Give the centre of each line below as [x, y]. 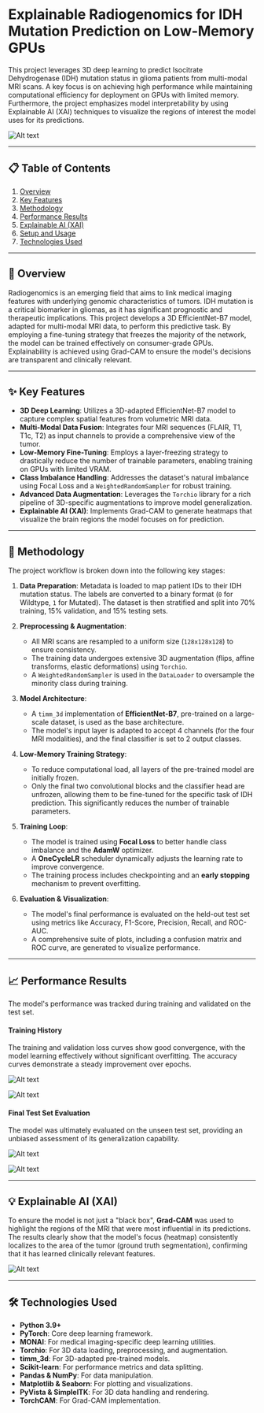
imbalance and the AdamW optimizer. [92, 850]
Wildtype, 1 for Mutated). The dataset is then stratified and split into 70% [137, 603]
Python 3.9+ [40, 1326]
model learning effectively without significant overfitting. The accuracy [123, 1056]
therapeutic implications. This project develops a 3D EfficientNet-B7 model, [130, 317]
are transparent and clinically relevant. [70, 359]
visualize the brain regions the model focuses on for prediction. [122, 519]
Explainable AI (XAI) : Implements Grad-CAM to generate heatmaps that [136, 511]
